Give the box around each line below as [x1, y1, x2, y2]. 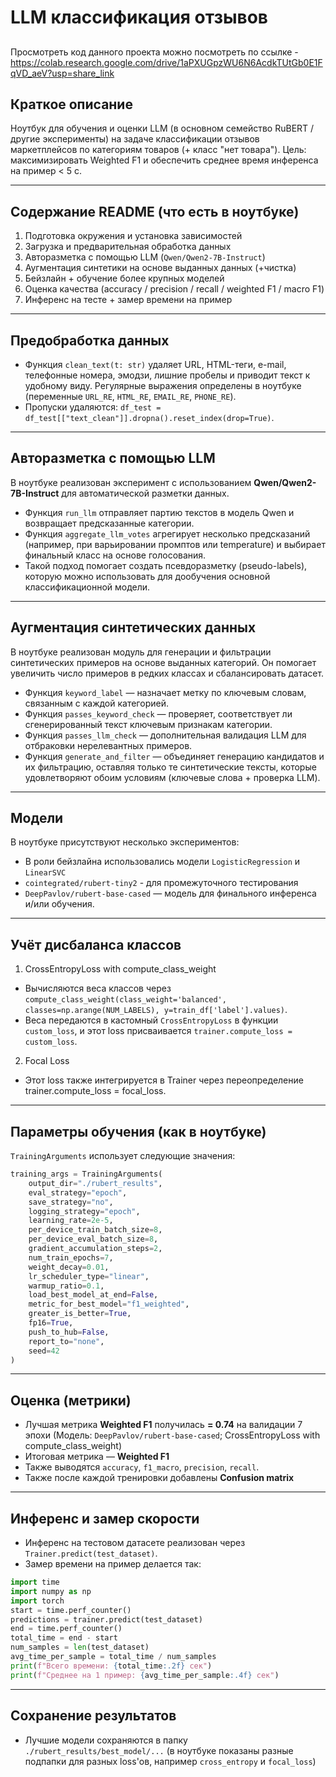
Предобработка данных [10, 332, 170, 349]
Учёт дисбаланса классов [10, 936, 182, 953]
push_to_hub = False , [28, 1327, 110, 1337]
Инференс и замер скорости [10, 1510, 200, 1527]
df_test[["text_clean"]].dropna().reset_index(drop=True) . [24, 412, 275, 424]
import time [10, 1577, 60, 1588]
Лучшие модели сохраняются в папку [24, 1734, 188, 1746]
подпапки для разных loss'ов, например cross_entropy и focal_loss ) [24, 1755, 317, 1767]
